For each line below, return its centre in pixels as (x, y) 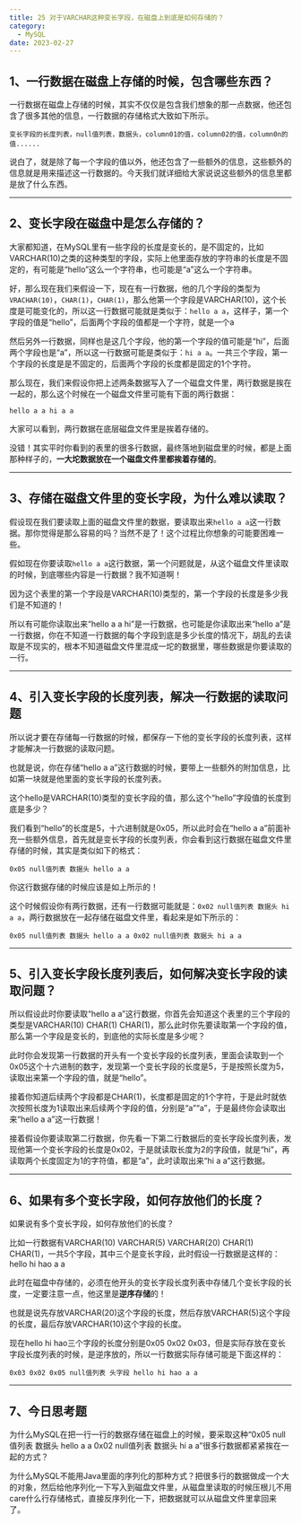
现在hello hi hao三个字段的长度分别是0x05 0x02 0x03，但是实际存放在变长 (147, 1344)
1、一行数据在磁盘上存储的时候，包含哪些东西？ (142, 81)
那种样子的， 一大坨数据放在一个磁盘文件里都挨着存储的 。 (115, 459)
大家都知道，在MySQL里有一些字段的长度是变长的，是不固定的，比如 (137, 247)
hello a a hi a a (42, 411)
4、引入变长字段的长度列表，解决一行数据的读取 (143, 697)
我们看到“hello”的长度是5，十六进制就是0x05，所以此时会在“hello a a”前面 (146, 827)
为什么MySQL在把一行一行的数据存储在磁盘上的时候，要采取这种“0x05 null (148, 1434)
